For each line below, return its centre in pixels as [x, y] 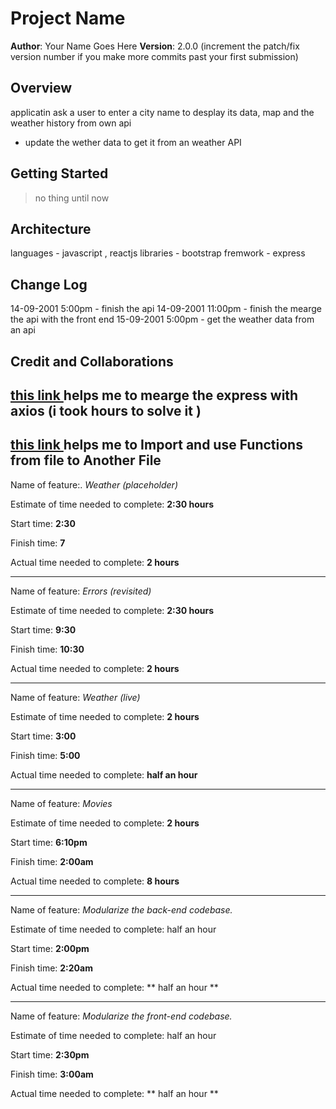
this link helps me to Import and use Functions [156, 445]
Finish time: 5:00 [45, 755]
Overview [41, 88]
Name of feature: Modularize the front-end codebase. [121, 1016]
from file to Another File [86, 460]
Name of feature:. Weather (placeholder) [94, 484]
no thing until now [72, 198]
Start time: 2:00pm [50, 948]
